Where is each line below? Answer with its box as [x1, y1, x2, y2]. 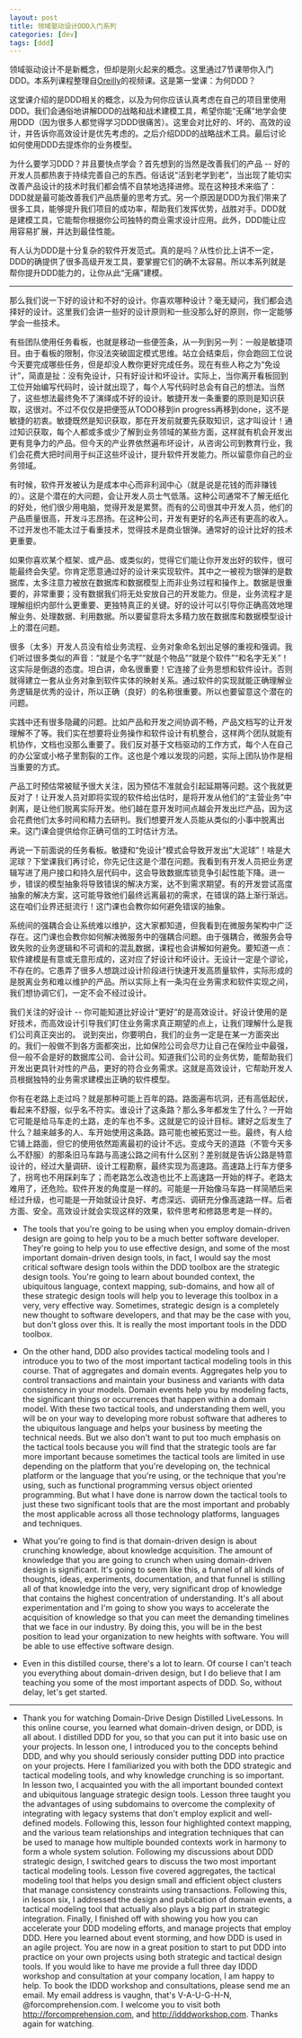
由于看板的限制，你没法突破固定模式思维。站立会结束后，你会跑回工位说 [24, 348, 293, 359]
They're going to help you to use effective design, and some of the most [22, 1243, 290, 1254]
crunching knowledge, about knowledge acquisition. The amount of [22, 1545, 273, 1556]
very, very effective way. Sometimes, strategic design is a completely [22, 1301, 280, 1311]
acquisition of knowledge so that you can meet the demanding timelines [22, 1612, 289, 1623]
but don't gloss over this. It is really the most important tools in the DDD [22, 1319, 288, 1330]
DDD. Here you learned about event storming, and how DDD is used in [22, 1933, 283, 1944]
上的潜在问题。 [9, 622, 65, 633]
